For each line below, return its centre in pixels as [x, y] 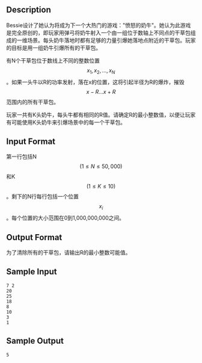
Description [29, 10]
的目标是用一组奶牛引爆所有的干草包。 [54, 48]
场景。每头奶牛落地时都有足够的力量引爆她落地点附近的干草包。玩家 [111, 40]
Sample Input [32, 272]
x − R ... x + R [101, 92]
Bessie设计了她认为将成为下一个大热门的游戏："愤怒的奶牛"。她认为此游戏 [99, 25]
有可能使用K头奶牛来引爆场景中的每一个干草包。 [66, 122]
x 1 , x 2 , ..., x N [101, 71]
